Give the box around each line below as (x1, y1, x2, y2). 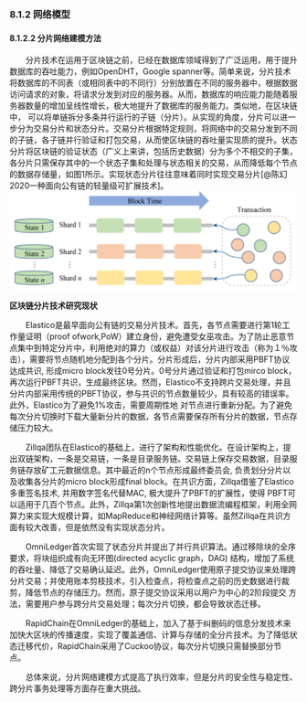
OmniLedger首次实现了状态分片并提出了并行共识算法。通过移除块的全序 (26, 541, 297, 552)
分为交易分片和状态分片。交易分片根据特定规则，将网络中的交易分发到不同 (16, 123, 298, 134)
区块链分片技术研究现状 (9, 300, 98, 312)
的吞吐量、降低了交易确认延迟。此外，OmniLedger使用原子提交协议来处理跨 (9, 564, 297, 575)
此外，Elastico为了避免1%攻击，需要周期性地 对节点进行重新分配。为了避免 (9, 399, 292, 410)
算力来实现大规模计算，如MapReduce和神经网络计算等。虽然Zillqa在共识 (9, 510, 283, 522)
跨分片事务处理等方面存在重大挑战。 (9, 683, 146, 694)
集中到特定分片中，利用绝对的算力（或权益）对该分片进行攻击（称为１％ (16, 343, 290, 354)
